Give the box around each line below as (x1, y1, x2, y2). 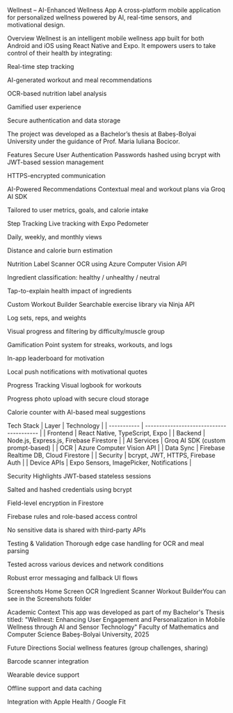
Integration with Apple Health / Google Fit (7, 698, 127, 705)
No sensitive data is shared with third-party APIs (7, 526, 146, 534)
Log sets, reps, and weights (7, 314, 87, 322)
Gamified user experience (7, 103, 81, 111)
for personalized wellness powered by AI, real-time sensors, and (7, 13, 193, 22)
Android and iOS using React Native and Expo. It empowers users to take (7, 42, 216, 49)
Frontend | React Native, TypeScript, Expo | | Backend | (47, 429, 205, 437)
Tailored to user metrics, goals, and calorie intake (7, 206, 149, 214)
